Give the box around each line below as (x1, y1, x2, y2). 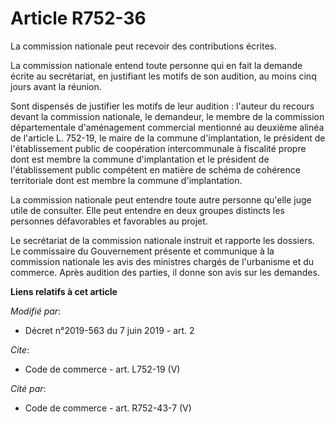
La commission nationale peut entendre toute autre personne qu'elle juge (10, 193, 312, 206)
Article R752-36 (10, 7, 147, 30)
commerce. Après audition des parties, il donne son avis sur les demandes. (10, 266, 320, 278)
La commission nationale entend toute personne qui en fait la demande (10, 59, 303, 71)
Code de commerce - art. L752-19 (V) (24, 363, 181, 375)
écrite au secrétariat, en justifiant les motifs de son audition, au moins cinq (10, 70, 317, 82)
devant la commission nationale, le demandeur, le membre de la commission (10, 110, 325, 122)
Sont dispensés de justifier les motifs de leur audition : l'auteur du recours (10, 100, 315, 112)
